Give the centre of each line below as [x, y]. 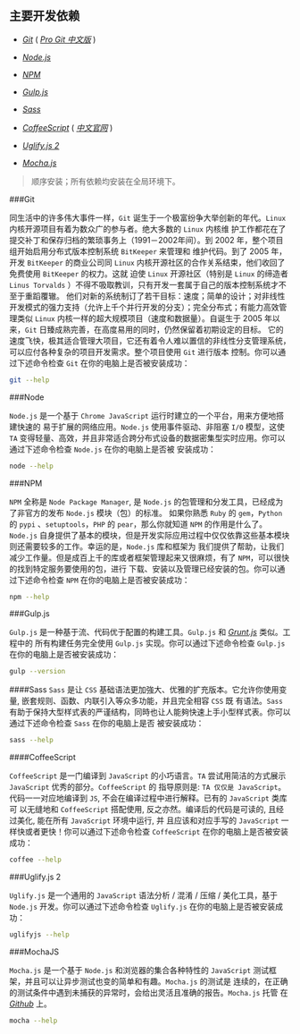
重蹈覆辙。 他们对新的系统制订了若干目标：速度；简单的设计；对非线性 [155, 296]
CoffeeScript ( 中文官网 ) [67, 127]
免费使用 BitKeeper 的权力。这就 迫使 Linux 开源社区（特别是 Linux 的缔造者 [149, 273]
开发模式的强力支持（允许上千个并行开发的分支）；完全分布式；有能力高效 [144, 307]
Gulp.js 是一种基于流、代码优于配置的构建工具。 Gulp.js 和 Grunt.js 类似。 [146, 632]
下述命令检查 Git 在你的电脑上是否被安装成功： [103, 363]
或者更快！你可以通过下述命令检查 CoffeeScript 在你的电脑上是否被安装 [156, 832]
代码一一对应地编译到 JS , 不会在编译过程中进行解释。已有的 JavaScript [139, 798]
